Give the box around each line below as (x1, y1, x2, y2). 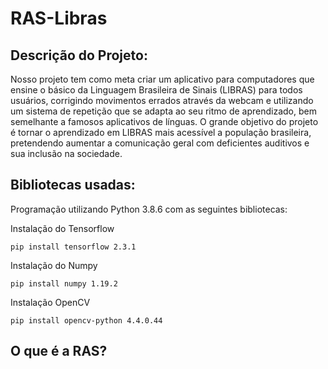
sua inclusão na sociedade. (10, 148, 123, 159)
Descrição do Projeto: (10, 47, 148, 64)
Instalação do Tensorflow (10, 222, 115, 234)
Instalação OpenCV (10, 296, 91, 308)
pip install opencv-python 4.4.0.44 (10, 315, 163, 326)
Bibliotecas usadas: (10, 177, 136, 194)
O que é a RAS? (10, 343, 108, 360)
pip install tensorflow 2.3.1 (10, 242, 137, 252)
